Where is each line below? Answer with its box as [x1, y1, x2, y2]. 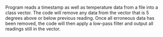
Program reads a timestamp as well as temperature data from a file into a [5, 5, 158, 10]
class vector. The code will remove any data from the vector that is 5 [5, 10, 149, 16]
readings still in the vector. [5, 26, 61, 32]
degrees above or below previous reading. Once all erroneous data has [5, 15, 154, 21]
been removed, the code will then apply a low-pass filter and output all [5, 20, 154, 26]
